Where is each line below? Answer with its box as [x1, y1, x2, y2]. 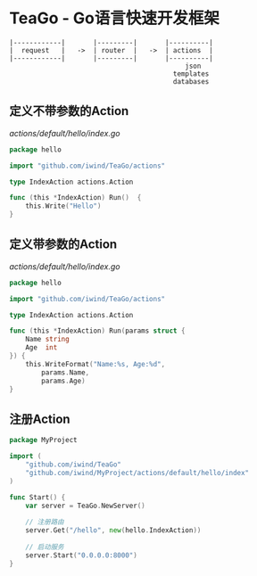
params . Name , [41, 367, 90, 377]
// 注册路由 [25, 518, 64, 527]
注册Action [9, 411, 70, 426]
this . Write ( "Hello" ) [25, 202, 102, 210]
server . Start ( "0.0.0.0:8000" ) [25, 550, 138, 560]
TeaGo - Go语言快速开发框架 [9, 8, 220, 29]
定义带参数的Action [9, 237, 118, 252]
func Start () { [9, 492, 66, 502]
